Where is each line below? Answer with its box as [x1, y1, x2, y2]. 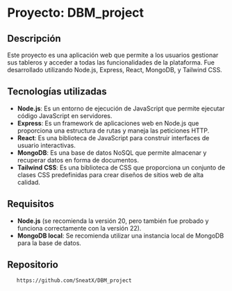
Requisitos [7, 198, 54, 210]
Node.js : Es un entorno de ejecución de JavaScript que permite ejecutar [17, 104, 225, 113]
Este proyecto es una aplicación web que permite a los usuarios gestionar [7, 51, 219, 59]
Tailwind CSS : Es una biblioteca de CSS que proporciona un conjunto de [17, 163, 226, 172]
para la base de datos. [17, 238, 82, 247]
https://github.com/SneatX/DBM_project [16, 277, 132, 284]
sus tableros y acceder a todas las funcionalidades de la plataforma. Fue [7, 58, 215, 67]
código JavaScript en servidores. [17, 111, 113, 119]
